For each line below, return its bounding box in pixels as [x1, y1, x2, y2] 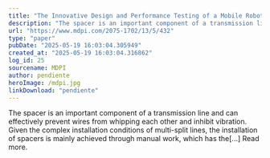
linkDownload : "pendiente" [8, 86, 99, 95]
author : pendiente [8, 71, 70, 79]
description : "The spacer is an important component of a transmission [8, 19, 253, 27]
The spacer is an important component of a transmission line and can [8, 108, 239, 118]
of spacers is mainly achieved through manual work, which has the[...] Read [8, 134, 260, 144]
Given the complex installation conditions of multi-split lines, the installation [8, 125, 258, 135]
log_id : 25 [8, 57, 45, 65]
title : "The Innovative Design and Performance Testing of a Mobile [8, 11, 243, 20]
